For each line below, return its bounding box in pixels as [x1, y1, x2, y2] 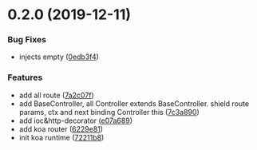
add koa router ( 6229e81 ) [18, 124, 104, 133]
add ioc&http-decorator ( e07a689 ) [18, 116, 133, 125]
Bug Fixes [7, 34, 47, 45]
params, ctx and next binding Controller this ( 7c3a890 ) [18, 107, 200, 116]
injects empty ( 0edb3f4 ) [18, 52, 99, 61]
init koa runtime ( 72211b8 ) [18, 132, 105, 142]
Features [7, 72, 43, 83]
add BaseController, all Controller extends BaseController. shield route [18, 98, 249, 109]
